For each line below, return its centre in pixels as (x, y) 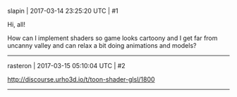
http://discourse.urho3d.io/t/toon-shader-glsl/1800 (81, 79)
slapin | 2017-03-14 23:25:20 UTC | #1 (63, 11)
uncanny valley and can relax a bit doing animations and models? (102, 45)
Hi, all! (17, 24)
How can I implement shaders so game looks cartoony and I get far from (113, 38)
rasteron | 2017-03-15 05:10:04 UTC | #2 (66, 66)
